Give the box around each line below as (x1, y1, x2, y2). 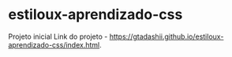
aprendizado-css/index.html (8, 40, 100, 49)
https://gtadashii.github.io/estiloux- (109, 32, 224, 41)
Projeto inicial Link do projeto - (8, 32, 108, 41)
